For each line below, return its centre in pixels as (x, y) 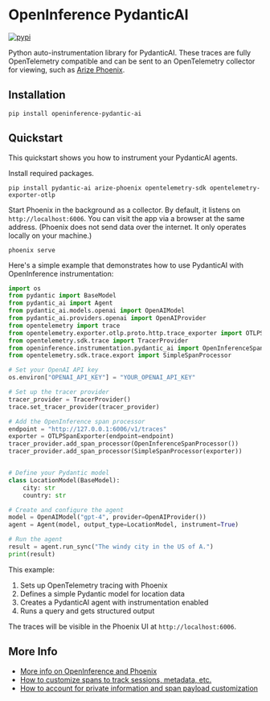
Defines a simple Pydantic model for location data (102, 593)
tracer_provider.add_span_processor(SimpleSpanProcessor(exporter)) (125, 452)
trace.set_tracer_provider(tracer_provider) (84, 407)
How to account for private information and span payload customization (139, 688)
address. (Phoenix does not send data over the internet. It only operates (127, 227)
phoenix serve (32, 250)
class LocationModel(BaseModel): (64, 480)
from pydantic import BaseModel (62, 296)
